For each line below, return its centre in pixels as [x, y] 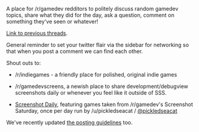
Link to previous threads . [37, 33]
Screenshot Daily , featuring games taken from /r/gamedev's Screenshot [104, 104]
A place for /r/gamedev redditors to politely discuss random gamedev [92, 9]
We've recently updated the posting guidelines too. [69, 122]
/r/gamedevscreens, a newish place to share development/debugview [101, 86]
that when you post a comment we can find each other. [75, 51]
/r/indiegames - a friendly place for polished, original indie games [96, 74]
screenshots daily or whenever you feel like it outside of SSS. [91, 93]
